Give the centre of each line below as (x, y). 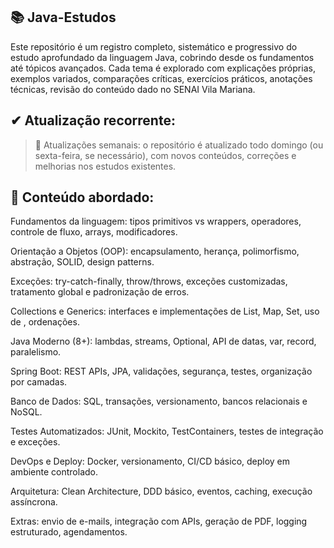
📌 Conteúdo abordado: (82, 197)
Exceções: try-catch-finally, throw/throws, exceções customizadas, (149, 281)
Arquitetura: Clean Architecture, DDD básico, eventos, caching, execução (161, 491)
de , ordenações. (45, 322)
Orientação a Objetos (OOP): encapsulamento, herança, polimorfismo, (155, 251)
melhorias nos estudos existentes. (105, 166)
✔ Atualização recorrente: (93, 120)
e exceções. (35, 442)
